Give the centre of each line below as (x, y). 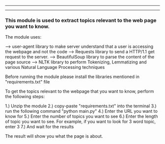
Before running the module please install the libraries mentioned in (72, 77)
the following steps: (25, 97)
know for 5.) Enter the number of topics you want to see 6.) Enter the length (82, 116)
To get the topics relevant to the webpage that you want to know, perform (80, 91)
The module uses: (23, 37)
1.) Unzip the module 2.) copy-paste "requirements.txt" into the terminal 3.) (81, 106)
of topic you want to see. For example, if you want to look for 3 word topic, (81, 122)
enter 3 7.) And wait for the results (40, 127)
